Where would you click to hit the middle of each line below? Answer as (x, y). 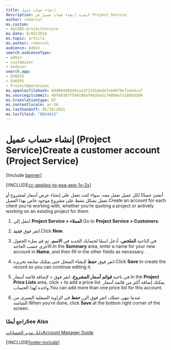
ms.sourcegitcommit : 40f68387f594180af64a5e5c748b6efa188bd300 (74, 95)
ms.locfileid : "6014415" (32, 114)
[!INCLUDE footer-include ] (33, 342)
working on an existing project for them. (48, 211)
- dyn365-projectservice (32, 29)
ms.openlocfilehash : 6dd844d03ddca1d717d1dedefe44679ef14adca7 (74, 90)
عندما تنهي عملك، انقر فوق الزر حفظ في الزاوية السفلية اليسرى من (77, 297)
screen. (21, 308)
